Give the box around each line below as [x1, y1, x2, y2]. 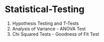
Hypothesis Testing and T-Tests [12, 20, 79, 26]
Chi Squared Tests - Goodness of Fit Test [12, 31, 99, 37]
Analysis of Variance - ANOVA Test [12, 25, 86, 31]
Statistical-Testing [5, 4, 85, 15]
